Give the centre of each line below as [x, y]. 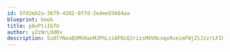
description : [26, 38]
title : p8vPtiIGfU [33, 26]
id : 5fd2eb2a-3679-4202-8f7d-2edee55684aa [68, 13]
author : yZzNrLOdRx [35, 32]
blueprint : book [30, 20]
